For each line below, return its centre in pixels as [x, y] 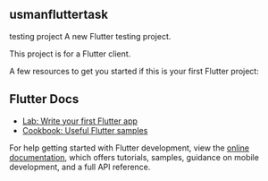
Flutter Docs [44, 99]
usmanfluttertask [59, 15]
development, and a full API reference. [80, 167]
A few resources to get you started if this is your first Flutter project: [134, 71]
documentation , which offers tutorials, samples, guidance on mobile [134, 157]
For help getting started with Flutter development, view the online [130, 148]
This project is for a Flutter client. [70, 54]
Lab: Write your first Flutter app [80, 121]
